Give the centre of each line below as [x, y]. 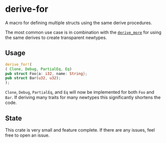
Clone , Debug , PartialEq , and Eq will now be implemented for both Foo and [80, 92]
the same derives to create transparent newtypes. [56, 37]
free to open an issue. [28, 135]
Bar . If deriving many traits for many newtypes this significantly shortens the [83, 98]
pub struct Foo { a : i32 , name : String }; [46, 73]
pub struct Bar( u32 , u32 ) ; [33, 78]
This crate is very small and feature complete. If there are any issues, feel [80, 130]
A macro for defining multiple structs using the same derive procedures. [79, 23]
